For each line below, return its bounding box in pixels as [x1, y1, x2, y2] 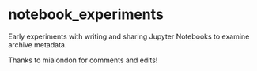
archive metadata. [8, 39, 67, 49]
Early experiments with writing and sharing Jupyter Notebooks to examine [8, 32, 250, 41]
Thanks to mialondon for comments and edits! [8, 55, 158, 65]
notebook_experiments [8, 6, 164, 24]
